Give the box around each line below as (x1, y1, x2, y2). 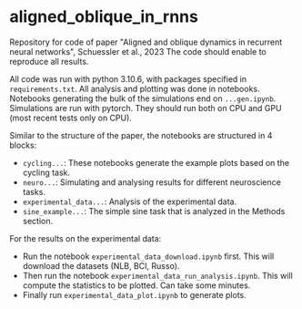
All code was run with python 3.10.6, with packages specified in (9, 73, 247, 84)
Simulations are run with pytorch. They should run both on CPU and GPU (9, 102, 282, 113)
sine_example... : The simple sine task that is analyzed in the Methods (22, 205, 286, 216)
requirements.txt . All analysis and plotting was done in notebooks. (9, 83, 260, 94)
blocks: (9, 139, 37, 150)
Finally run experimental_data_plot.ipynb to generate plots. (22, 289, 247, 300)
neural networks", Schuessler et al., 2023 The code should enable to (9, 46, 267, 57)
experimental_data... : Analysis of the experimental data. (22, 196, 237, 207)
